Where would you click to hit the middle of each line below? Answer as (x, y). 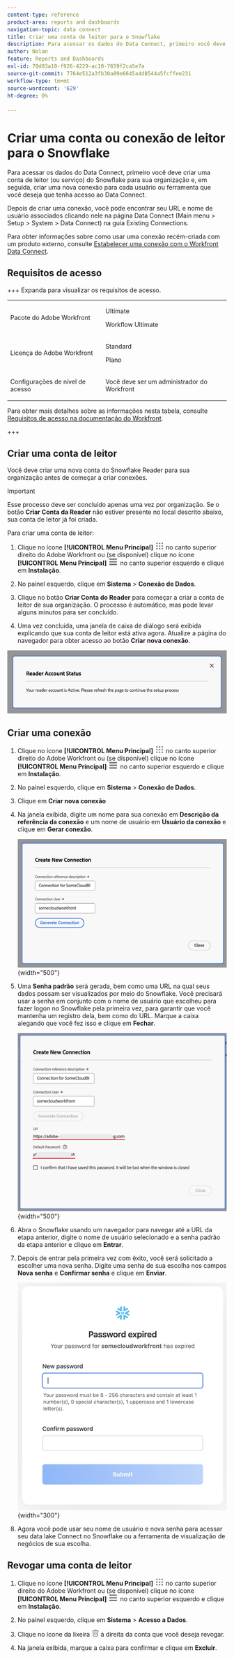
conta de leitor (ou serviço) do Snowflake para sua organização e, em (107, 180)
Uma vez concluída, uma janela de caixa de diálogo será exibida (109, 626)
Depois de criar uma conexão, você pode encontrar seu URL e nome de (110, 209)
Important (21, 491)
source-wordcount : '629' (43, 88)
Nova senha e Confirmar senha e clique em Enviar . (92, 1273)
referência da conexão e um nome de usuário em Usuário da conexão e (122, 821)
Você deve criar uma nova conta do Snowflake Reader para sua (99, 470)
